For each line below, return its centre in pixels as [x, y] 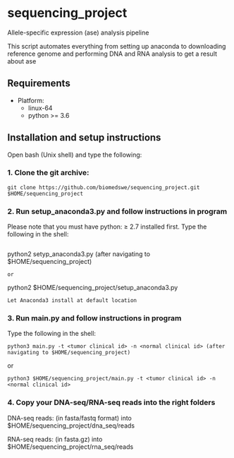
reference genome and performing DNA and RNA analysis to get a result [112, 54]
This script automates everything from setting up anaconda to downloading [117, 46]
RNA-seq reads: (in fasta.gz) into [55, 439]
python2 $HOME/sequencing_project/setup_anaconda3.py [93, 288]
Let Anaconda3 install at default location [72, 301]
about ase [22, 61]
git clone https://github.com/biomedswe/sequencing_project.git [104, 187]
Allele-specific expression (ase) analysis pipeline [78, 32]
